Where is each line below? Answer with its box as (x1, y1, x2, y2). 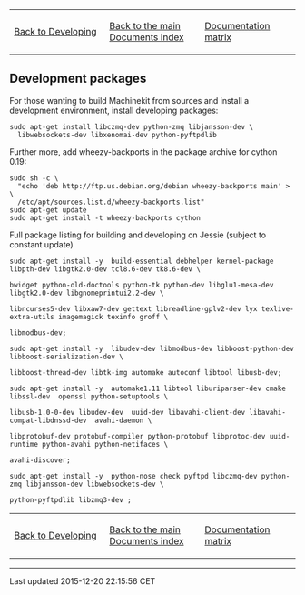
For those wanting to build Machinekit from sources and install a (9, 95, 250, 106)
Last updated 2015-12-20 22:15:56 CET (9, 575, 156, 586)
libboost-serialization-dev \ (9, 352, 124, 361)
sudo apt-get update (9, 205, 88, 215)
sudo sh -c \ (9, 173, 59, 183)
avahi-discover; (9, 455, 71, 465)
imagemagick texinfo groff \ (57, 312, 169, 321)
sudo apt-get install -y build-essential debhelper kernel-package (9, 257, 274, 266)
